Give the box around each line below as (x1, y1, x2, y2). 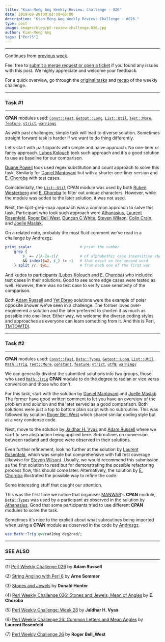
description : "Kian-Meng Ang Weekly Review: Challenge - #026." (5, 16, 139, 21)
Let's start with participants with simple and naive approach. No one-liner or (5, 145, 160, 151)
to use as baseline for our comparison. (5, 155, 83, 161)
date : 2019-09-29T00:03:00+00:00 (5, 12, 74, 17)
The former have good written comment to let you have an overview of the (5, 396, 156, 402)
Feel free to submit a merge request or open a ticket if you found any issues (5, 62, 159, 68)
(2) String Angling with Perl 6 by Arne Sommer (5, 573, 100, 579)
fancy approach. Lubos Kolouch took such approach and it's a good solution (5, 150, 160, 156)
